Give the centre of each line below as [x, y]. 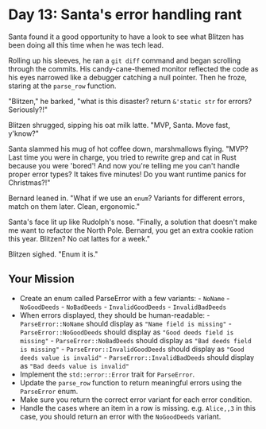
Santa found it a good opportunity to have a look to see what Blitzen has [126, 37]
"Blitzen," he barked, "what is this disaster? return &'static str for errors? [130, 101]
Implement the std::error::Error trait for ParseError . [107, 374]
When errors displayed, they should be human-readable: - [115, 315]
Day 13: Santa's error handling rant [125, 15]
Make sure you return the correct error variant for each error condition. [136, 400]
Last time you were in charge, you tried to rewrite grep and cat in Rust [122, 157]
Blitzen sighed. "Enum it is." [53, 254]
